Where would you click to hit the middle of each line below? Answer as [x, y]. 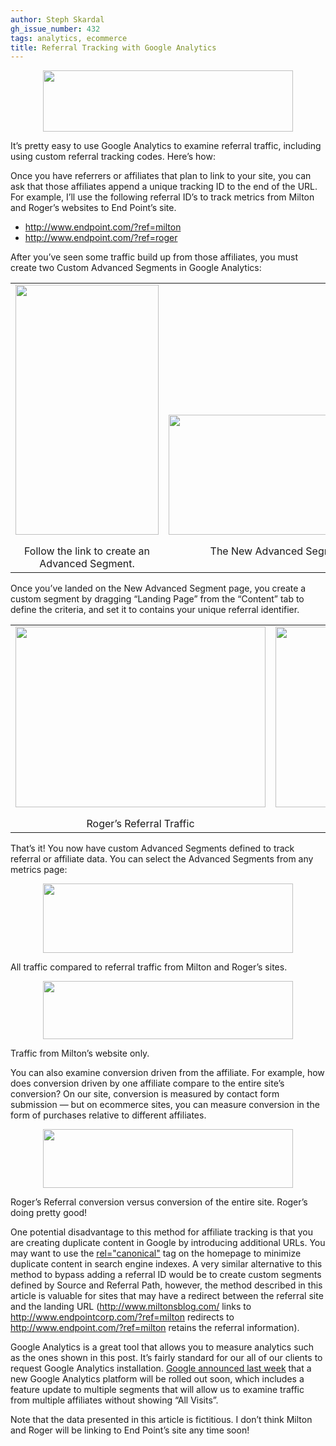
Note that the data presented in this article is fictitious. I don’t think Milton [161, 1420]
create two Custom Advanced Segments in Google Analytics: [136, 268]
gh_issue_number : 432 [55, 29]
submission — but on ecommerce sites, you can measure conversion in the [165, 1105]
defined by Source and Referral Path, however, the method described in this [166, 1285]
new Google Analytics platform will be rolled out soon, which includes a [157, 1379]
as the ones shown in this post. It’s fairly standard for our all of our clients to [166, 1358]
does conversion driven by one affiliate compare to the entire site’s [147, 1083]
